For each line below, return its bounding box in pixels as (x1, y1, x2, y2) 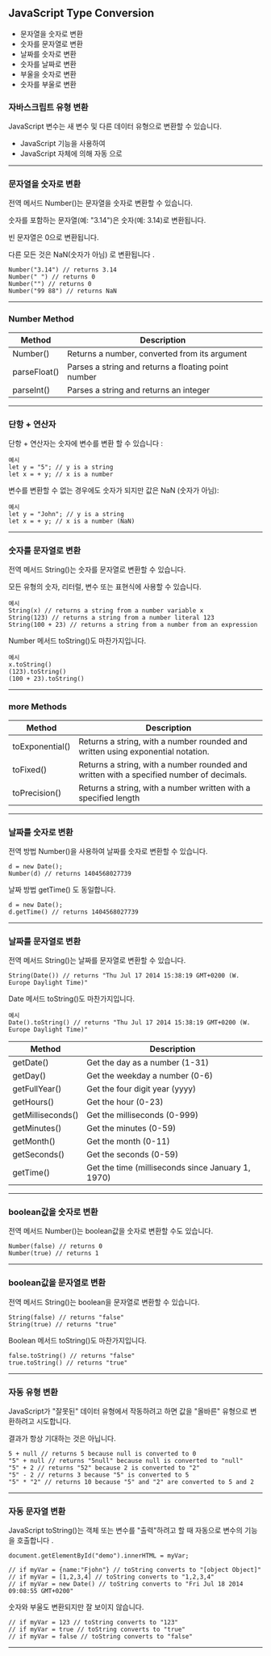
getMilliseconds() (12, 1110, 79, 1121)
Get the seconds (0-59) (86, 1149, 179, 1160)
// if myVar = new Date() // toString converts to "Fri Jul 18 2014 (8, 1580, 244, 1588)
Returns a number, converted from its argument (67, 347, 248, 359)
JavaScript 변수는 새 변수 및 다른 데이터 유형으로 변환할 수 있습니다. (8, 121, 222, 132)
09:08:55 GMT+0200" (8, 1587, 74, 1595)
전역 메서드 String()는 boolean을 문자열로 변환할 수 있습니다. (8, 1297, 200, 1307)
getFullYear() (12, 1083, 62, 1095)
